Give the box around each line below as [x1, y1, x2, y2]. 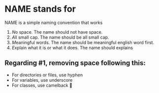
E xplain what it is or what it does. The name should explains [11, 45, 133, 50]
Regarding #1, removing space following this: [4, 59, 146, 67]
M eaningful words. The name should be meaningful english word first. [11, 39, 155, 45]
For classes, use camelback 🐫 [11, 82, 72, 88]
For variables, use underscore [11, 77, 73, 83]
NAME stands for [4, 3, 76, 15]
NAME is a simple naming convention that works [4, 20, 103, 25]
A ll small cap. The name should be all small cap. [11, 34, 109, 40]
